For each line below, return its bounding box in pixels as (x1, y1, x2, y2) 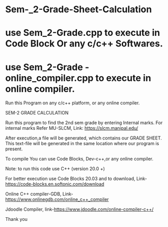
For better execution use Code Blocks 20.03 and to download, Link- (5, 175, 148, 182)
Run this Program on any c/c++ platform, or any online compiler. (5, 100, 140, 106)
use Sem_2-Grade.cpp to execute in (5, 27, 160, 39)
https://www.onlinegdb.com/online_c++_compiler (5, 196, 109, 202)
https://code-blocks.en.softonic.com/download (5, 181, 104, 187)
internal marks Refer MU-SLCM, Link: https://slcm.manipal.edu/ (5, 125, 138, 131)
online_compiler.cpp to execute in (5, 72, 151, 84)
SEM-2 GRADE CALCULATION (5, 110, 69, 116)
